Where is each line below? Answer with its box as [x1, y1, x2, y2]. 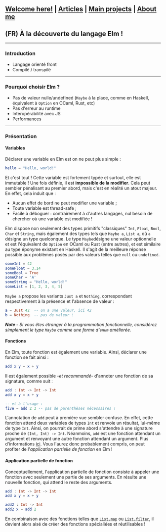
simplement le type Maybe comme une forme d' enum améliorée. [5, 327, 131, 333]
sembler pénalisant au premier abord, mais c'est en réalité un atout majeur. [5, 185, 158, 191]
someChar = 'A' [5, 275, 37, 280]
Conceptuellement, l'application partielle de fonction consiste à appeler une [5, 469, 160, 475]
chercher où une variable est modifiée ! [12, 216, 93, 222]
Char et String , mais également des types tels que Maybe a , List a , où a [5, 231, 151, 237]
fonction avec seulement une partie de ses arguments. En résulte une [5, 474, 147, 480]
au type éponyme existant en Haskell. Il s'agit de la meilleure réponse [5, 246, 146, 252]
